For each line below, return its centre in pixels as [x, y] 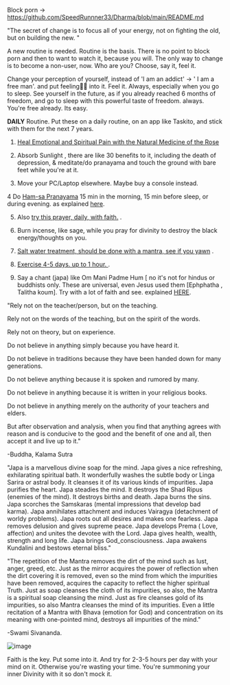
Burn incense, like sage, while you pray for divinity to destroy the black [117, 230]
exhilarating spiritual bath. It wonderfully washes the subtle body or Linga [111, 475]
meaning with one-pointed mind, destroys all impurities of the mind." [104, 619]
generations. [25, 366]
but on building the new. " [44, 38]
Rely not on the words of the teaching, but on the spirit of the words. [104, 319]
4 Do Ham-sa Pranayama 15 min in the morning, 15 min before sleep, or [108, 196]
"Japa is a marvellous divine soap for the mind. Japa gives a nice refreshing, [115, 467]
